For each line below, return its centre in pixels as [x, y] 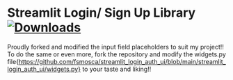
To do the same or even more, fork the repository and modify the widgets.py [116, 54]
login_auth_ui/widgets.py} [44, 69]
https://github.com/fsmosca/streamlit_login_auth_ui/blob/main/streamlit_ [122, 61]
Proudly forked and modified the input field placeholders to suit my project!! [116, 47]
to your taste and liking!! [117, 69]
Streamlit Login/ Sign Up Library [102, 13]
